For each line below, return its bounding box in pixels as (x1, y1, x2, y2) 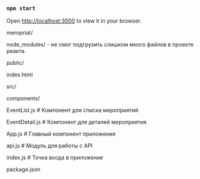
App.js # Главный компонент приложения (6, 130, 115, 137)
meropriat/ (6, 29, 33, 37)
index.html (6, 71, 33, 78)
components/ (6, 95, 40, 102)
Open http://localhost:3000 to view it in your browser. (6, 17, 142, 24)
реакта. (6, 48, 26, 55)
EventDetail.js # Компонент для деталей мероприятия (6, 119, 147, 126)
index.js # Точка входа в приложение (6, 154, 103, 161)
